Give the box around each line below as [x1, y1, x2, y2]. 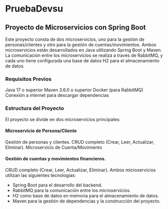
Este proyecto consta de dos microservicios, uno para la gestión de [5, 36, 144, 42]
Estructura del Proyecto [5, 105, 64, 112]
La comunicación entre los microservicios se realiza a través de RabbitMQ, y [5, 52, 163, 58]
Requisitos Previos [5, 75, 52, 82]
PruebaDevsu [5, 3, 64, 15]
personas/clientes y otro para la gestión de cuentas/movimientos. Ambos [5, 42, 156, 48]
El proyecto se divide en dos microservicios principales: [5, 116, 121, 122]
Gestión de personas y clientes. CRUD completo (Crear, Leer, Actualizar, [5, 139, 154, 145]
